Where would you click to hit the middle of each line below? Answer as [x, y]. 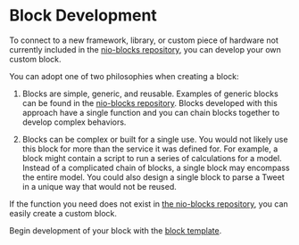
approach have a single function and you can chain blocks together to [151, 112]
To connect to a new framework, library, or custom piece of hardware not [144, 40]
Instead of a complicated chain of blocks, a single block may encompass [156, 167]
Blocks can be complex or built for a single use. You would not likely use [155, 139]
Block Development [83, 16]
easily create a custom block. [63, 213]
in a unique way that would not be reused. [99, 186]
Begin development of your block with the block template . [116, 230]
